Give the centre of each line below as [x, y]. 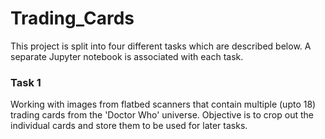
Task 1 [26, 82]
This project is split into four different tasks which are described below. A [161, 46]
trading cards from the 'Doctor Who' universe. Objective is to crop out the [162, 115]
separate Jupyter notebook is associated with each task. [127, 56]
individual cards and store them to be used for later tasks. [129, 126]
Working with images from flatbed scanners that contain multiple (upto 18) [163, 104]
